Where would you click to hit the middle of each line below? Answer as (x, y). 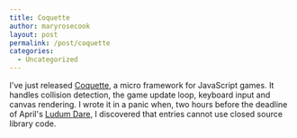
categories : (31, 51)
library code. (33, 124)
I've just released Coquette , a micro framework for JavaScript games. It (142, 85)
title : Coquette (40, 18)
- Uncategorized (48, 60)
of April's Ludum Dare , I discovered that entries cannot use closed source (146, 114)
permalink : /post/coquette (60, 43)
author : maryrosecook (50, 26)
